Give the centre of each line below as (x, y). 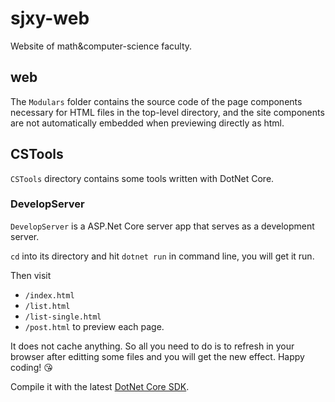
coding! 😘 (31, 367)
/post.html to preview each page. (94, 326)
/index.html (49, 295)
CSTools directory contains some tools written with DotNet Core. (142, 178)
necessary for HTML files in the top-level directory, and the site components (167, 112)
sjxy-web (50, 18)
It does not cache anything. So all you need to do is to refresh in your (152, 346)
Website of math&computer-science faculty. (101, 46)
